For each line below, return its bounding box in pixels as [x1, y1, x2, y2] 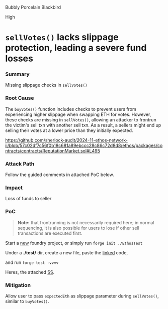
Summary [5, 71, 30, 78]
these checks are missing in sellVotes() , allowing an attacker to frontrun [5, 116, 157, 122]
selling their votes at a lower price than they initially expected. [5, 127, 133, 133]
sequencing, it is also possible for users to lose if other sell [17, 225, 139, 231]
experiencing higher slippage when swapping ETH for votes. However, [5, 111, 151, 117]
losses [5, 53, 34, 64]
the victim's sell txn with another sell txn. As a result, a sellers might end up [5, 122, 161, 128]
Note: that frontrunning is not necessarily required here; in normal [17, 219, 154, 225]
